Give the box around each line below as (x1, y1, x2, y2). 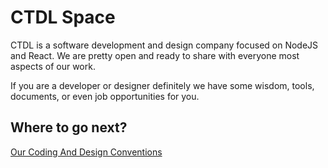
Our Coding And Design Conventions (10, 146, 163, 158)
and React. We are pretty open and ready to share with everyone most (10, 49, 300, 61)
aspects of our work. (10, 60, 96, 72)
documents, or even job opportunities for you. (10, 90, 200, 102)
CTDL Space (10, 6, 116, 29)
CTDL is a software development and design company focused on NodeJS (10, 39, 319, 51)
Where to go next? (10, 119, 128, 136)
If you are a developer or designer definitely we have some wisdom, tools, (10, 79, 315, 91)
